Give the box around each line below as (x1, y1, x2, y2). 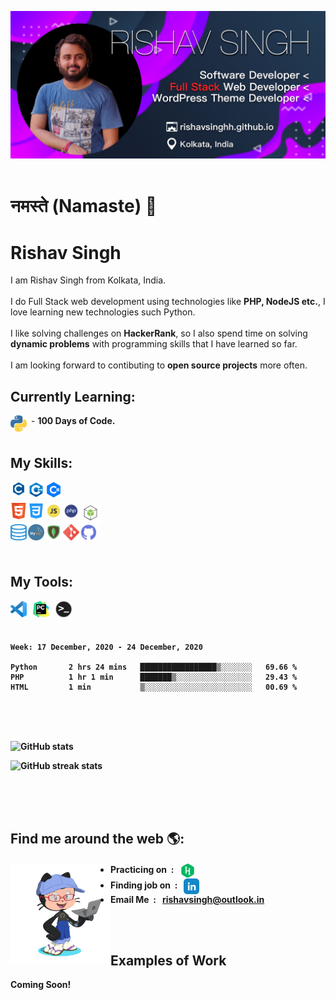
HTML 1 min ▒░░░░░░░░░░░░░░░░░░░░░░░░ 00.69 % (10, 682, 298, 692)
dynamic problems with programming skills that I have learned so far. (10, 338, 298, 350)
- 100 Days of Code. (31, 415, 116, 427)
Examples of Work (110, 952, 227, 970)
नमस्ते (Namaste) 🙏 (10, 195, 158, 218)
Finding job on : (110, 879, 178, 891)
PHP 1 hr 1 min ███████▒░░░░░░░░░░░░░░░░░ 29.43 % (10, 672, 298, 682)
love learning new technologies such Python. (10, 306, 196, 318)
